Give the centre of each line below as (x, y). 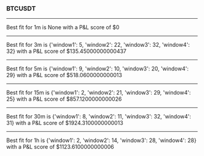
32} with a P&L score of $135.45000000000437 (66, 51)
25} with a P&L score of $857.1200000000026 (64, 99)
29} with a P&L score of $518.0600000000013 (64, 75)
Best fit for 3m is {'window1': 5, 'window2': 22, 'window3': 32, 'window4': (98, 45)
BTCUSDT (21, 8)
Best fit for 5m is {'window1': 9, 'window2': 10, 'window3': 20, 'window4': (97, 69)
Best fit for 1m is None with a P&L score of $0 (63, 27)
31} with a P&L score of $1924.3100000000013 (65, 123)
